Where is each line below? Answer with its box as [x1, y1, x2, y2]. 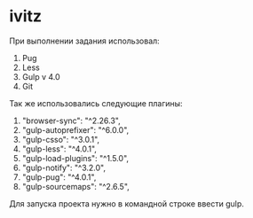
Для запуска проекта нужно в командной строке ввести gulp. [9, 198, 244, 209]
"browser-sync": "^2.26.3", [21, 115, 122, 126]
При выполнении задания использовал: [9, 35, 160, 46]
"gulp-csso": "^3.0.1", [21, 134, 100, 144]
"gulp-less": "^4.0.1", [21, 144, 98, 154]
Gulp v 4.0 [21, 71, 60, 82]
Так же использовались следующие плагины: [9, 97, 184, 108]
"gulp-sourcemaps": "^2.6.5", [21, 181, 130, 191]
